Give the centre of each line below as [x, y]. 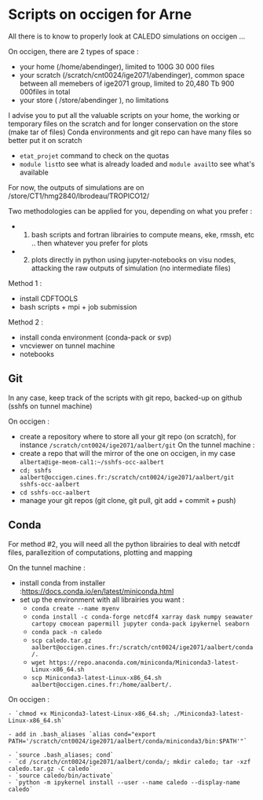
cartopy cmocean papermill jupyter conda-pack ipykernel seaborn [140, 624]
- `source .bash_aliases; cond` [61, 755]
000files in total [45, 91]
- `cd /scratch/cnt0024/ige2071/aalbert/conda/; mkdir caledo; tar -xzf [130, 761]
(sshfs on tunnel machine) [50, 406]
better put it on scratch [45, 140]
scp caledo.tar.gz [61, 640]
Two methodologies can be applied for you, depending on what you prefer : [130, 211]
